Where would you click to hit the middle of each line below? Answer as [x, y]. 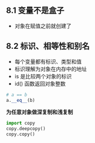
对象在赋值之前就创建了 [43, 26]
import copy [21, 123]
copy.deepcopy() [26, 129]
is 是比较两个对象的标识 [43, 76]
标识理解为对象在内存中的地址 [50, 69]
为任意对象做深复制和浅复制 [40, 112]
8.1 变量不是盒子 [35, 11]
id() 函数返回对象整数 [40, 84]
